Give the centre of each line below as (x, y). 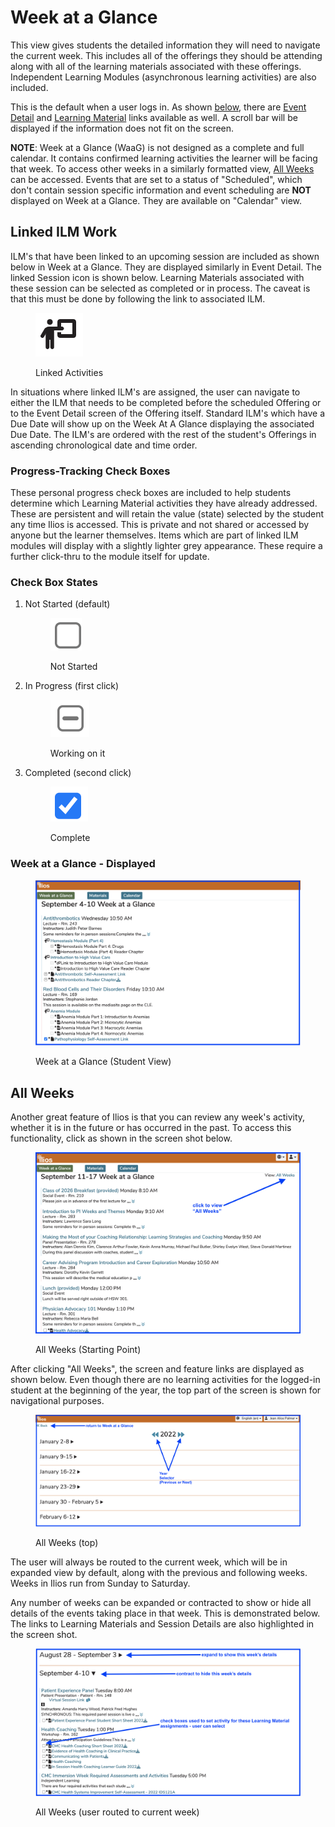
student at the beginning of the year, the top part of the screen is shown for (166, 1390)
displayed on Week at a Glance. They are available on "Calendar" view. (156, 200)
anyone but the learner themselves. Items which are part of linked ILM (154, 535)
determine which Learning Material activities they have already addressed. (164, 503)
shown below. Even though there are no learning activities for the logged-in (165, 1379)
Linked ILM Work (64, 232)
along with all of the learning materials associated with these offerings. (156, 66)
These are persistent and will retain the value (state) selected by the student (167, 514)
